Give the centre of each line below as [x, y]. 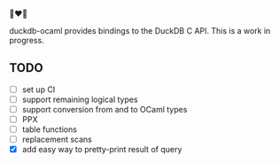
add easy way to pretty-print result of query [102, 150]
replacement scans [57, 140]
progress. [27, 40]
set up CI [39, 89]
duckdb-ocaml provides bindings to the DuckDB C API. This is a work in [140, 31]
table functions [50, 129]
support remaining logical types [80, 99]
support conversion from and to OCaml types [105, 109]
